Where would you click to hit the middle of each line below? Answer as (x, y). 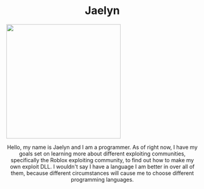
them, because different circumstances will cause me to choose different (102, 173)
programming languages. (102, 179)
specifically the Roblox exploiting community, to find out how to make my (102, 160)
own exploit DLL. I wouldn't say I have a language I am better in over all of (102, 166)
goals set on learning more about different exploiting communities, (102, 154)
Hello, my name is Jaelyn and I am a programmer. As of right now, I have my (102, 147)
